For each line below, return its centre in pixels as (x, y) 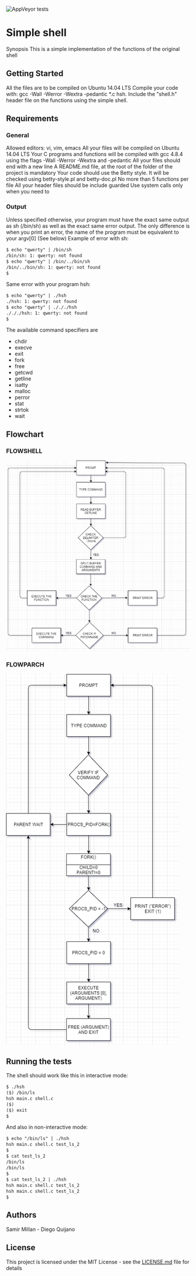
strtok (22, 410)
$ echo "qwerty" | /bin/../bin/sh (48, 261)
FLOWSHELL (24, 451)
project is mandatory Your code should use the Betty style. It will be (88, 173)
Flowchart (25, 435)
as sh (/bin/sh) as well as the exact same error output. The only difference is (98, 226)
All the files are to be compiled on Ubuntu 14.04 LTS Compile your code (92, 87)
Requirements (32, 119)
